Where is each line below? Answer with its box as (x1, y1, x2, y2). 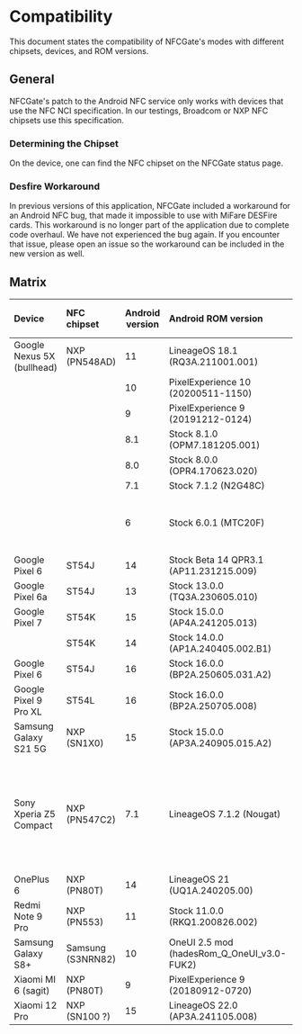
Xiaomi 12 (13, 999, 58, 1012)
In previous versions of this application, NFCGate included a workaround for (9, 201, 290, 211)
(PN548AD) (66, 355, 117, 368)
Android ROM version (169, 312, 263, 325)
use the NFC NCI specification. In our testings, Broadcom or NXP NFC (9, 105, 269, 116)
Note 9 (13, 911, 43, 923)
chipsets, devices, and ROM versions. (9, 45, 149, 56)
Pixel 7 (13, 616, 43, 629)
